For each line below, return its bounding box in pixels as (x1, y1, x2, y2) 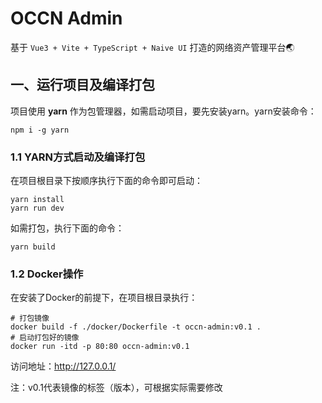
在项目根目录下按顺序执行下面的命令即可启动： (10, 175, 203, 187)
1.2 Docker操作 (10, 267, 84, 281)
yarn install (10, 195, 65, 205)
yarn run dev (10, 203, 65, 214)
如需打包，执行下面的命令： (10, 222, 125, 234)
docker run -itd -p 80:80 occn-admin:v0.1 (10, 342, 190, 352)
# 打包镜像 (10, 313, 50, 324)
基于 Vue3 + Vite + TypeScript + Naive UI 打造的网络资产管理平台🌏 (10, 41, 295, 53)
